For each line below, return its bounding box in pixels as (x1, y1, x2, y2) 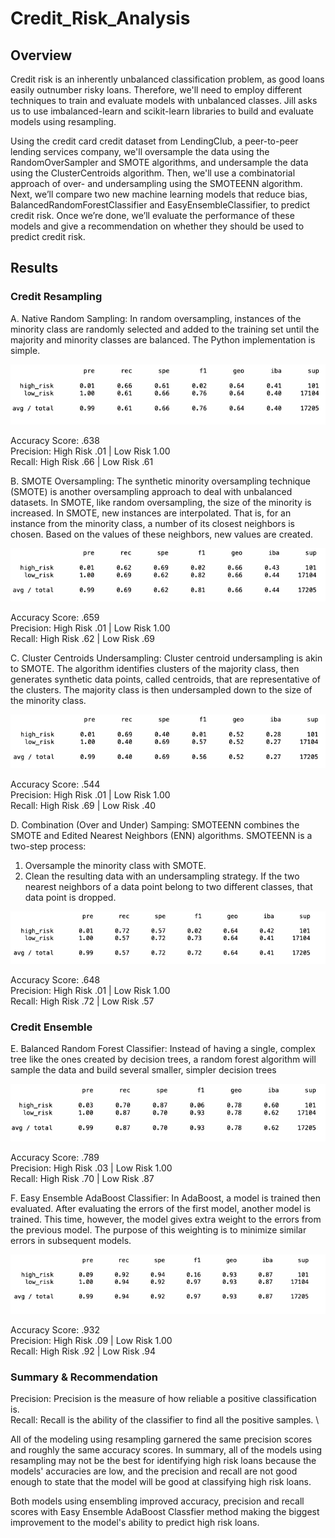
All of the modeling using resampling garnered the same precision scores (10, 1433, 313, 1446)
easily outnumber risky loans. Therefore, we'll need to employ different (10, 84, 303, 96)
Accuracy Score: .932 (10, 1323, 100, 1336)
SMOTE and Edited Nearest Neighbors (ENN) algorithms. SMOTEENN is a (10, 830, 313, 842)
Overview (10, 47, 73, 64)
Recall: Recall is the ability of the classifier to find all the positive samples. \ (10, 1414, 320, 1426)
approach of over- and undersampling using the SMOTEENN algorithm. (10, 178, 303, 189)
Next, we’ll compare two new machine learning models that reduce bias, (10, 188, 308, 200)
